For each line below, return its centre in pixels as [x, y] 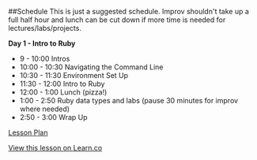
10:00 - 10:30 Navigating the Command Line [91, 67]
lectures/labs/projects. [45, 28]
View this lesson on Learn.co [55, 148]
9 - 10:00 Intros [45, 59]
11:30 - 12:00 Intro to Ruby [62, 84]
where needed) [44, 109]
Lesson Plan [28, 132]
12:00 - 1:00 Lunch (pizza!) [63, 92]
